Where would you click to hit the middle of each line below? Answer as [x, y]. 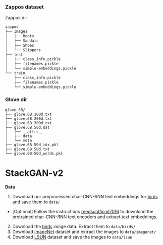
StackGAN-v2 [34, 173]
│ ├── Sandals [22, 41]
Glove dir [16, 99]
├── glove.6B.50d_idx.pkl [32, 145]
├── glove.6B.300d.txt [28, 123]
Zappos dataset [25, 7]
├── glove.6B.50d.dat [27, 127]
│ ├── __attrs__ [24, 132]
